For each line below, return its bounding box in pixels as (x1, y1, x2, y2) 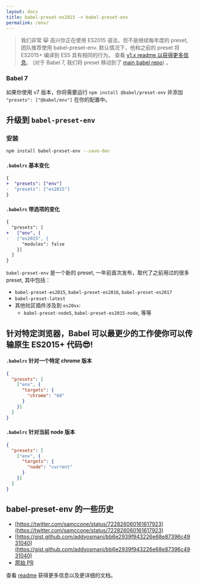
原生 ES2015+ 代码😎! (14, 339, 94, 349)
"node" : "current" (27, 464, 73, 470)
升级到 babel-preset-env (6, 115, 95, 125)
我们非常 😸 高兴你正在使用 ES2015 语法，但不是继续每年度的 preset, (20, 37, 188, 44)
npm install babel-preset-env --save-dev (6, 148, 110, 154)
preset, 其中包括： (6, 277, 51, 284)
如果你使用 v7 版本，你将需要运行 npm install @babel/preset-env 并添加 (6, 89, 184, 96)
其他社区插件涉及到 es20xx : (14, 302, 81, 309)
